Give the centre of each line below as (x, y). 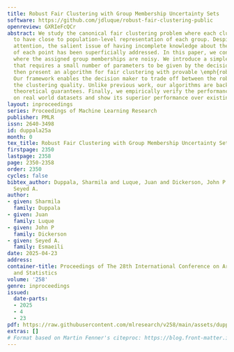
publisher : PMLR (31, 117)
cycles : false (28, 176)
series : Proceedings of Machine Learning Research (82, 111)
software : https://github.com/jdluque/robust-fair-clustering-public (110, 20)
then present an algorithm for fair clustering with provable (106, 72)
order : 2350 (24, 169)
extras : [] (23, 331)
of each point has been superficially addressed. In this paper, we (115, 53)
